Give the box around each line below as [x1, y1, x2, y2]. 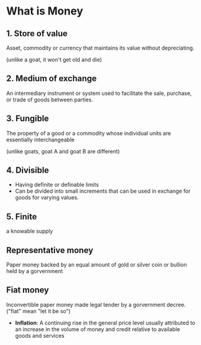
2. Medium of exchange [6, 74, 97, 84]
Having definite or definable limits [14, 181, 99, 189]
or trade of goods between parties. [6, 95, 94, 103]
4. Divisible [6, 165, 49, 176]
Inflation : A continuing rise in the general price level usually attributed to [14, 319, 196, 326]
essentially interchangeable [6, 136, 75, 143]
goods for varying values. [14, 194, 79, 201]
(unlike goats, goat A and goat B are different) [6, 147, 120, 155]
